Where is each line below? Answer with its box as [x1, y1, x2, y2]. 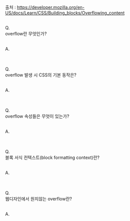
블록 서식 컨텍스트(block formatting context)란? [5, 154, 100, 160]
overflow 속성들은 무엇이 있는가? [5, 113, 70, 119]
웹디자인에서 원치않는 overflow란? [5, 196, 72, 202]
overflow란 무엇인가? [5, 31, 47, 36]
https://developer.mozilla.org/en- [16, 4, 85, 10]
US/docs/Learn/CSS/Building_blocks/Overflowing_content [5, 10, 125, 16]
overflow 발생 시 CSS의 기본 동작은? [5, 72, 77, 78]
